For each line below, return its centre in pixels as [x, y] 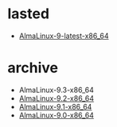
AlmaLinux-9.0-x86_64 [57, 115]
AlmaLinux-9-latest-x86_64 [64, 36]
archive [33, 68]
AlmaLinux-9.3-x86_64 [57, 90]
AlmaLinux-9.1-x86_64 [55, 106]
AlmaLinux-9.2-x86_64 [57, 98]
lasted [28, 14]
